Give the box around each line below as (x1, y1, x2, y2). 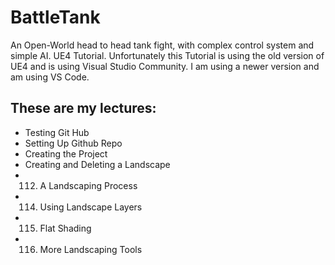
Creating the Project (24, 147, 108, 160)
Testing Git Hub (24, 126, 90, 138)
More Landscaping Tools (39, 243, 143, 255)
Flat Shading (39, 222, 92, 234)
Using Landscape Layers (39, 201, 143, 213)
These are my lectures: (10, 100, 157, 117)
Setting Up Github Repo (24, 137, 123, 149)
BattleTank (10, 6, 101, 29)
